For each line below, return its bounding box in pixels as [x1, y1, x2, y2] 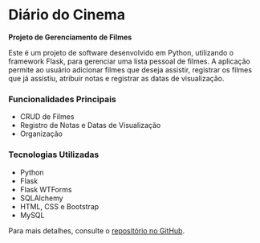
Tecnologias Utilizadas [8, 149, 100, 160]
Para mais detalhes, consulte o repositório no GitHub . [8, 225, 185, 235]
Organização [19, 129, 63, 138]
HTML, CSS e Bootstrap [19, 201, 100, 211]
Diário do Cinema [8, 6, 126, 24]
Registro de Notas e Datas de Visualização [19, 121, 161, 130]
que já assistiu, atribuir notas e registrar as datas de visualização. [8, 73, 225, 83]
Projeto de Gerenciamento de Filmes [8, 32, 132, 42]
